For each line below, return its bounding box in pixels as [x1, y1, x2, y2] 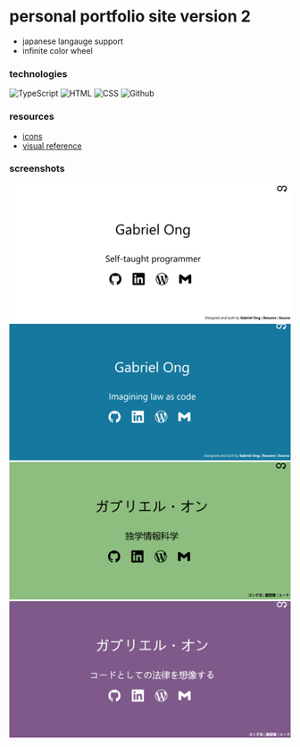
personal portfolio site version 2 [9, 6, 252, 27]
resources [9, 110, 55, 123]
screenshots [9, 163, 65, 175]
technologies [9, 67, 68, 80]
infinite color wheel [21, 45, 94, 55]
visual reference [21, 140, 82, 151]
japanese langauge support [21, 36, 123, 47]
